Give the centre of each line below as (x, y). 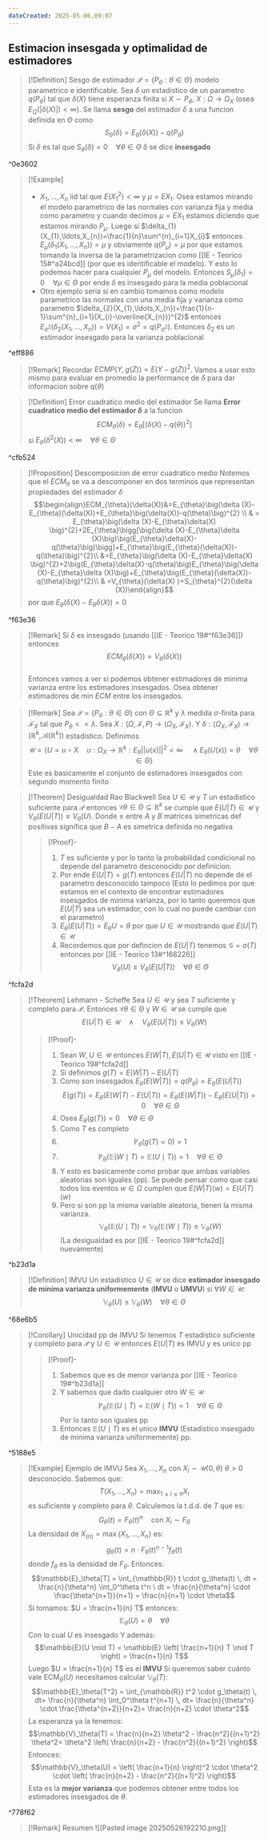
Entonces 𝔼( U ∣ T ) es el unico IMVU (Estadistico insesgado (157, 1429)
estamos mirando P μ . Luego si (90, 227)
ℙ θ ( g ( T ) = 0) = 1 (160, 1143)
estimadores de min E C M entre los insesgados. (106, 696)
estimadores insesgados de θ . (78, 1797)
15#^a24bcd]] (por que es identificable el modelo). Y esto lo (138, 264)
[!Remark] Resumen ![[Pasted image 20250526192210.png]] (127, 1827)
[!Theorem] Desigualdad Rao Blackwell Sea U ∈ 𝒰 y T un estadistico (142, 797)
